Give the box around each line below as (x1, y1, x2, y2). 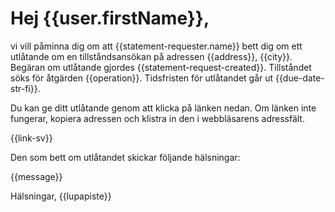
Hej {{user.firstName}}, (10, 7, 210, 30)
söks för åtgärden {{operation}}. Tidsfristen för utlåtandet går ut (10, 72, 274, 84)
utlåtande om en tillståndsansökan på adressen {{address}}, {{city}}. (10, 50, 293, 62)
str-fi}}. (10, 82, 41, 94)
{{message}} (10, 170, 63, 182)
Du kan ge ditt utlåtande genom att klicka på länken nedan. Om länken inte (10, 102, 317, 114)
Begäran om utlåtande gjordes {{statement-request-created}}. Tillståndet (10, 61, 312, 73)
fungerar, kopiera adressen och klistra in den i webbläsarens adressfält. (10, 112, 305, 124)
